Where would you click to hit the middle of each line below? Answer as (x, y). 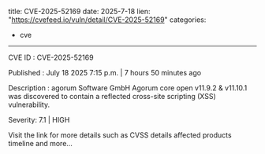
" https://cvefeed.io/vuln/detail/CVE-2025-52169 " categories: (107, 20)
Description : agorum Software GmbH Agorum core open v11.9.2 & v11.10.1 (128, 88)
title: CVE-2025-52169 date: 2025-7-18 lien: (80, 11)
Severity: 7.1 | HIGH (39, 120)
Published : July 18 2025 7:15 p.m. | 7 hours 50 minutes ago (105, 73)
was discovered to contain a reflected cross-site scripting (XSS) (112, 96)
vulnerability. (29, 104)
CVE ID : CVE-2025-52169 (51, 57)
